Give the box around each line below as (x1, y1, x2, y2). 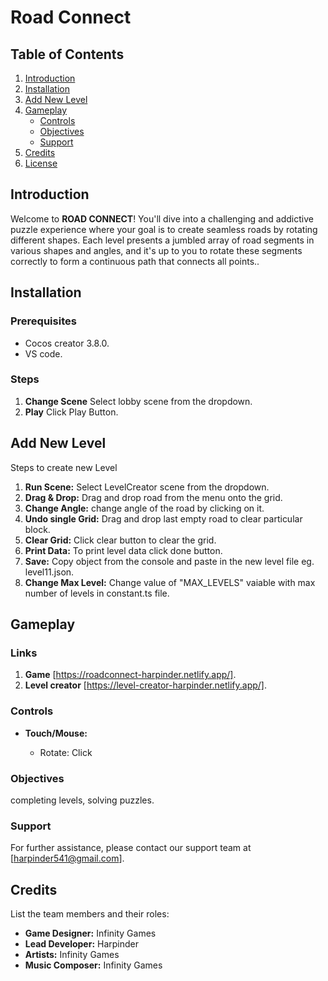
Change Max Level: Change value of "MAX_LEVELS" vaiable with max (24, 576, 316, 588)
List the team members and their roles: (10, 908, 170, 920)
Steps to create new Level (10, 461, 118, 473)
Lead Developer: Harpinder (24, 938, 139, 950)
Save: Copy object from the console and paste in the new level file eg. (24, 555, 315, 567)
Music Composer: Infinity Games (24, 959, 163, 971)
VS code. (24, 347, 63, 360)
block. (24, 523, 51, 535)
